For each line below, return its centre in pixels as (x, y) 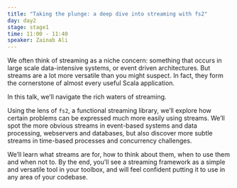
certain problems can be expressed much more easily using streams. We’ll (116, 118)
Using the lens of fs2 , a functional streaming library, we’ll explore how (109, 111)
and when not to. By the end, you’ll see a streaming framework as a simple (116, 162)
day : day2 (22, 21)
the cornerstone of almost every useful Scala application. (91, 83)
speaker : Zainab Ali (38, 40)
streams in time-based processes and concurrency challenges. (100, 141)
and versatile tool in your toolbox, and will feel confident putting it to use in (116, 170)
